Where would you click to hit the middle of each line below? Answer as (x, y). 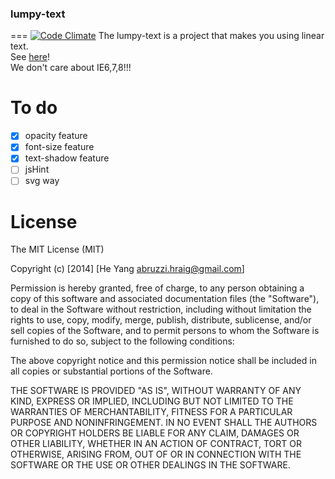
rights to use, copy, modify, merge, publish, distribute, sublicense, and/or (161, 320)
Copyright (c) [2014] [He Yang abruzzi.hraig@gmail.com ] (127, 269)
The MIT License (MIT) (57, 249)
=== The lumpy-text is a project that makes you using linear (167, 36)
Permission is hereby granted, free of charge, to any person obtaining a (157, 288)
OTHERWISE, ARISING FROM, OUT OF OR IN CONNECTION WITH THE (156, 454)
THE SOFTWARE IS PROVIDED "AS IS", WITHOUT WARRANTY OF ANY (156, 391)
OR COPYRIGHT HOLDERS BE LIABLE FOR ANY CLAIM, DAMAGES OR (155, 433)
